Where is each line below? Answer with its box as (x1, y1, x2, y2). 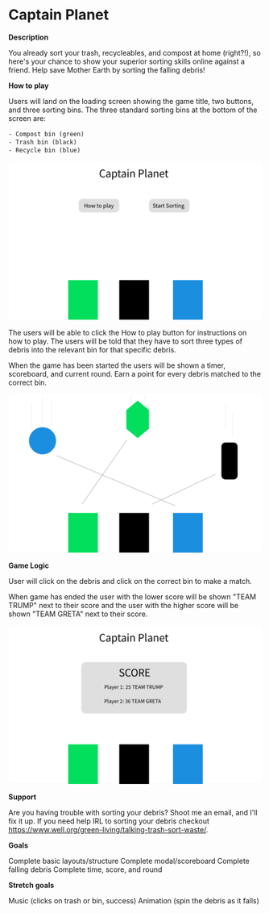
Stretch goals (8, 880, 55, 890)
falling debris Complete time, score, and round (8, 865, 163, 874)
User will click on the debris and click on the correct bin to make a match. (8, 576, 252, 586)
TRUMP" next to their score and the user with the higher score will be (8, 600, 239, 610)
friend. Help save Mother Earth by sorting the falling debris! (8, 65, 205, 74)
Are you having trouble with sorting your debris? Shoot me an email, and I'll (8, 807, 258, 817)
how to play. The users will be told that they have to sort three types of (8, 336, 243, 346)
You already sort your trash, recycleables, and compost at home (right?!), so (8, 48, 262, 57)
